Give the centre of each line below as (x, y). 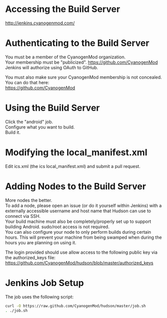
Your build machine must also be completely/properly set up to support (78, 221)
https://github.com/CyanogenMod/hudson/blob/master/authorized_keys (79, 263)
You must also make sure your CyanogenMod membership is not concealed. (83, 77)
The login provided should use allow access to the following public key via (82, 252)
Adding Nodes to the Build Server (76, 186)
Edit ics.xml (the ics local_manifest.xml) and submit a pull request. (73, 166)
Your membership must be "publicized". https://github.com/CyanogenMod (82, 62)
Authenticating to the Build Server (77, 43)
